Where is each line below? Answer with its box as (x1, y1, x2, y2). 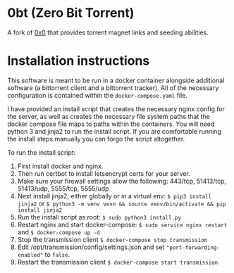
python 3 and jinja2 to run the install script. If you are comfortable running (7, 127, 222, 135)
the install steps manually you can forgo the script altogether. (7, 134, 185, 143)
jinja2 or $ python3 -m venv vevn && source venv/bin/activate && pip (17, 199, 227, 208)
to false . (44, 250, 70, 258)
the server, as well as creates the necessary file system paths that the (7, 112, 210, 120)
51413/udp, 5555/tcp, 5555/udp (17, 184, 109, 193)
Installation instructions (7, 53, 150, 69)
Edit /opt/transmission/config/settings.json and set (17, 243, 165, 251)
